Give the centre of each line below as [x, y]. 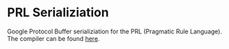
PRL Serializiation [58, 13]
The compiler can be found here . [53, 38]
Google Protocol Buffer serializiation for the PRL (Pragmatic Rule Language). [115, 31]
